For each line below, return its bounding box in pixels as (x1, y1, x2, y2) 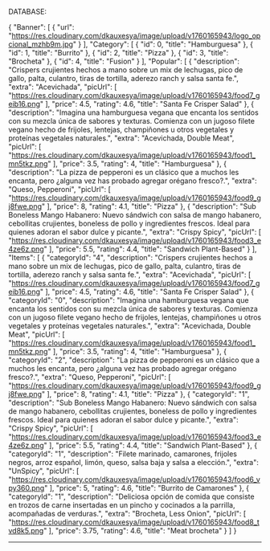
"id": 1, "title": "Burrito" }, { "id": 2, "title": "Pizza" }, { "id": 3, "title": (8, 48, 229, 57)
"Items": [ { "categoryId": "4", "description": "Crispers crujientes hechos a (8, 253, 253, 262)
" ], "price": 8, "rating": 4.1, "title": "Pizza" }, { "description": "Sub (41, 202, 257, 211)
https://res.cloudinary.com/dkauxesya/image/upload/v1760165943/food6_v (11, 475, 261, 484)
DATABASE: (8, 7, 47, 16)
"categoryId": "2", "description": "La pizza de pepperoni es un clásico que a (8, 355, 260, 365)
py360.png (8, 484, 45, 492)
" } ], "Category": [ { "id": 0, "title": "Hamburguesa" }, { (72, 39, 253, 49)
